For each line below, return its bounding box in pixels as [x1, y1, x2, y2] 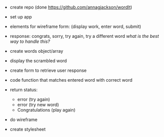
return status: [9, 87, 38, 93]
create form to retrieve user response [9, 67, 87, 73]
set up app [9, 14, 32, 19]
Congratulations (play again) [17, 107, 76, 113]
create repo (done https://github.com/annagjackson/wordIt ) [9, 4, 133, 10]
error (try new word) [17, 102, 59, 108]
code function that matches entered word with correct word [9, 77, 133, 83]
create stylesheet [9, 127, 46, 132]
